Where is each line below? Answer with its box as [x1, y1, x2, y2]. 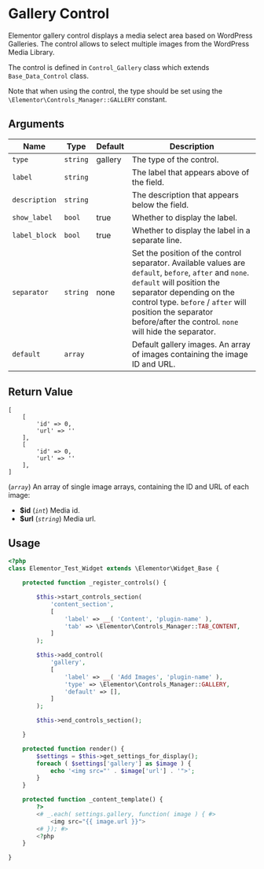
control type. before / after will [131, 296, 247, 307]
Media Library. [8, 47, 55, 57]
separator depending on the [131, 286, 235, 297]
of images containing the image [131, 348, 249, 359]
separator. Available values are [131, 257, 246, 268]
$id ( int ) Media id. [19, 505, 80, 515]
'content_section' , [49, 600, 114, 608]
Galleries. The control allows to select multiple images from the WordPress [8, 39, 250, 48]
